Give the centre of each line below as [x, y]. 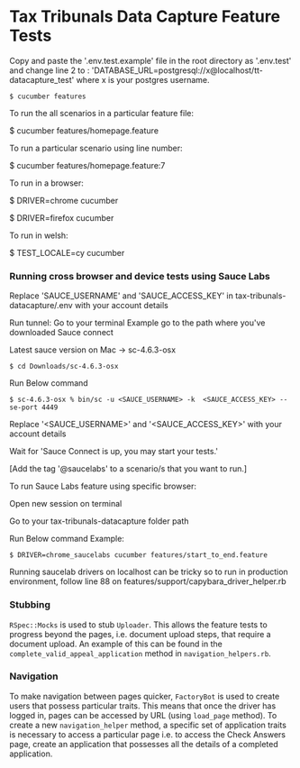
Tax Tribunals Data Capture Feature [145, 17]
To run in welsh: [39, 235]
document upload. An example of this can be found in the [116, 644]
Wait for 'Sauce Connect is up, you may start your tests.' [114, 452]
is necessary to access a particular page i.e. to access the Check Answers [148, 734]
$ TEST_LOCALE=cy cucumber [67, 252]
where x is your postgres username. [143, 79]
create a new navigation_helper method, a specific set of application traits [148, 725]
